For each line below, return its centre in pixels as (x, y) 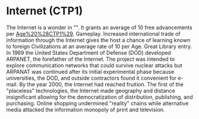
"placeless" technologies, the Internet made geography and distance (91, 90)
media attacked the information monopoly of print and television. (85, 109)
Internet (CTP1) (45, 11)
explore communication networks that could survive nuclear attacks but (94, 65)
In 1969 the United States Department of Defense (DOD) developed (89, 52)
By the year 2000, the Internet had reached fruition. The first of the (101, 84)
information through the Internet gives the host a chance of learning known (98, 40)
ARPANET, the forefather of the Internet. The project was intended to (91, 59)
